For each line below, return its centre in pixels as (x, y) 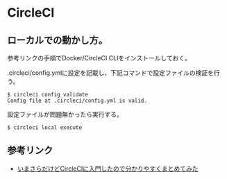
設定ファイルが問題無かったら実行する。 (65, 114)
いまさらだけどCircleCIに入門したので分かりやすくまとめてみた (108, 169)
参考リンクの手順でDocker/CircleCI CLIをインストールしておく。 (99, 58)
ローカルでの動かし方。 (57, 40)
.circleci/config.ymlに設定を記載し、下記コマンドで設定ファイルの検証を (110, 73)
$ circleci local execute (44, 128)
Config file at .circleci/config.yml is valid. (77, 101)
